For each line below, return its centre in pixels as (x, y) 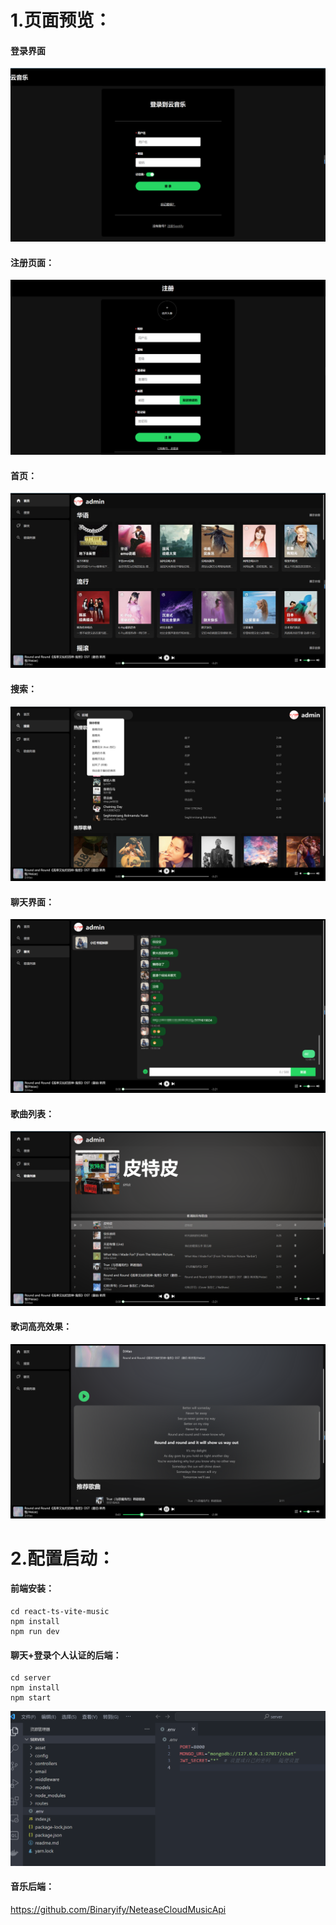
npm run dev (35, 1631)
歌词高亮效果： (41, 1327)
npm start (31, 1698)
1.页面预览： (61, 20)
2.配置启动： (62, 1558)
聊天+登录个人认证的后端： (66, 1655)
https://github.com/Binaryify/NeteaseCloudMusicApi (118, 1909)
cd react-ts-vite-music (60, 1611)
